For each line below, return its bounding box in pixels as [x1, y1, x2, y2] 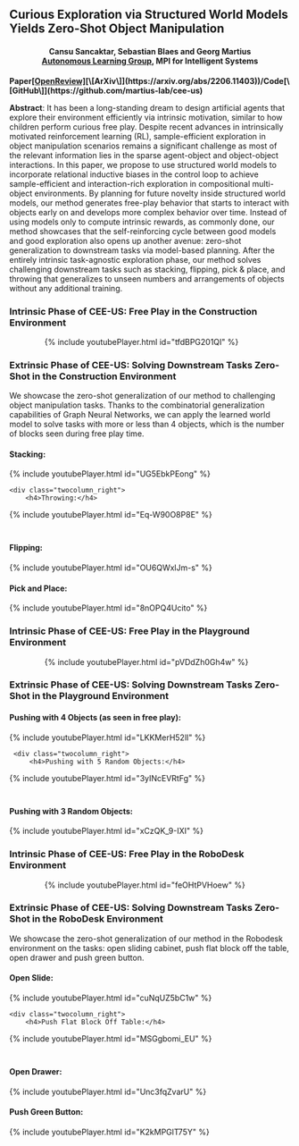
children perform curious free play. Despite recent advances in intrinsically [9, 121, 284, 132]
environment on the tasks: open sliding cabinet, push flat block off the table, [9, 942, 290, 953]
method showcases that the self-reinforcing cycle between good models [9, 225, 277, 236]
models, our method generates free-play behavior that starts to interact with [9, 197, 290, 208]
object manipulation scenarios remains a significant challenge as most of [9, 140, 278, 151]
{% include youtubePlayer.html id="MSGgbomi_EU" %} [9, 1033, 212, 1044]
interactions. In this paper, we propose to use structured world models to [9, 159, 277, 170]
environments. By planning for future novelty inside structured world [34, 188, 286, 198]
